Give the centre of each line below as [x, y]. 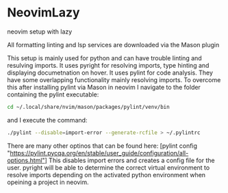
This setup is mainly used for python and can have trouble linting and [104, 58]
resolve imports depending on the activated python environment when [106, 175]
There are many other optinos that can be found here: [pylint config [102, 146]
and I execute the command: [47, 120]
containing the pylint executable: [53, 94]
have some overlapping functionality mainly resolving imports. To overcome [114, 79]
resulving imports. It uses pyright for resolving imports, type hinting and [108, 65]
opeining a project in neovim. [48, 182]
